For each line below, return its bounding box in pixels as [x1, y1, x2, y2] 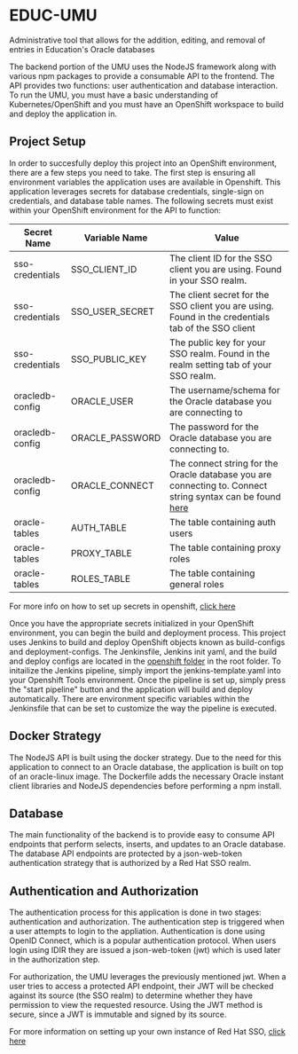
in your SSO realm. [169, 274, 247, 287]
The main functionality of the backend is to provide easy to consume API [9, 830, 275, 840]
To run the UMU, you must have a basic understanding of [9, 90, 219, 100]
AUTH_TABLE [70, 521, 127, 533]
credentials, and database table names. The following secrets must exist [9, 195, 273, 206]
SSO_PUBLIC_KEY [70, 352, 147, 365]
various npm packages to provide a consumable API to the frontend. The [9, 70, 275, 81]
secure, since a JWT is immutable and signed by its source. [9, 1009, 227, 1020]
